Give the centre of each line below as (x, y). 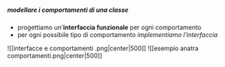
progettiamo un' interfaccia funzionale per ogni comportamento (109, 27)
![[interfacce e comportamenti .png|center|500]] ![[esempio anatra (103, 48)
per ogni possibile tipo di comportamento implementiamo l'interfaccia (117, 34)
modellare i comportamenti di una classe (68, 10)
